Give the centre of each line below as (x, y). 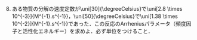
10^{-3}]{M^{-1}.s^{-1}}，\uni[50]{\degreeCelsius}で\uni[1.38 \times (95, 16)
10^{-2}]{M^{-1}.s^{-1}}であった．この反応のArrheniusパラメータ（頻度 (99, 24)
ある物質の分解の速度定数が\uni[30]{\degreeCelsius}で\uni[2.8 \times (97, 9)
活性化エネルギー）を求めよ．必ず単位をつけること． (88, 31)
